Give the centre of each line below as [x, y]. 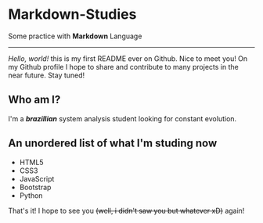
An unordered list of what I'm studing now [113, 144]
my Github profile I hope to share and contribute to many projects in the [123, 67]
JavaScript [37, 178]
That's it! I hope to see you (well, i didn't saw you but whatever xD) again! [126, 210]
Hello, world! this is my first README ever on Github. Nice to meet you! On [128, 58]
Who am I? [34, 100]
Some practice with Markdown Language [75, 36]
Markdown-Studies [72, 14]
